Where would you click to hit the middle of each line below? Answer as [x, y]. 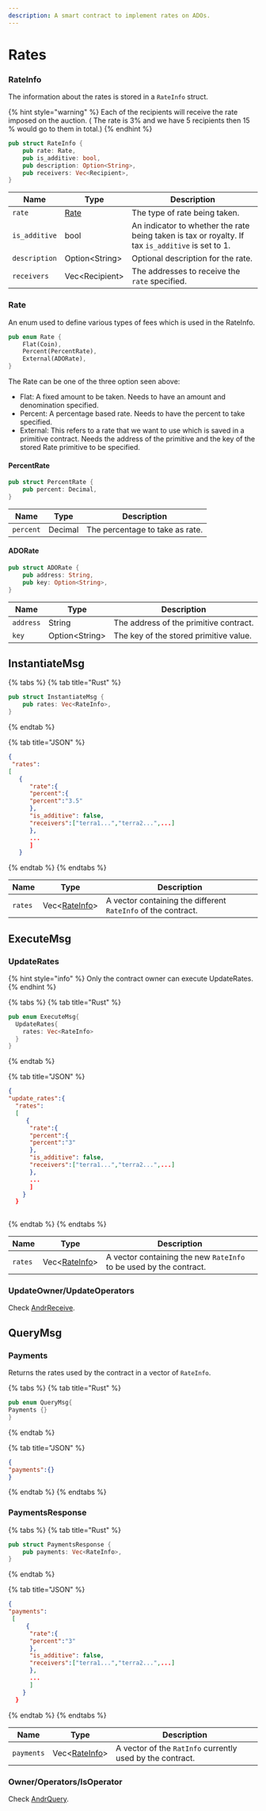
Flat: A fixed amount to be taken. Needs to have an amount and [122, 397]
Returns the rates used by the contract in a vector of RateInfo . [110, 1373]
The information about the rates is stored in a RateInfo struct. [108, 97]
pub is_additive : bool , [62, 158]
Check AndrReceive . [42, 1308]
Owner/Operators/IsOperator [65, 1782]
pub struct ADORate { [44, 568]
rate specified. [160, 281]
